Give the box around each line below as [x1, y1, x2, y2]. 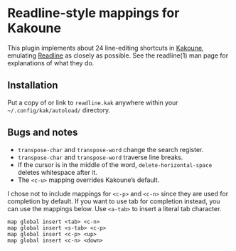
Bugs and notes [7, 127, 78, 139]
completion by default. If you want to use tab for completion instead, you [7, 197, 220, 205]
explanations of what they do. [7, 58, 95, 67]
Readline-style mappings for [7, 5, 180, 21]
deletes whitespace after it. [17, 168, 98, 176]
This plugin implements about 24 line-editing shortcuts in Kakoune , [7, 43, 204, 52]
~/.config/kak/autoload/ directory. [7, 105, 111, 114]
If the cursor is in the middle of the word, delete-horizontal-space [17, 160, 213, 169]
